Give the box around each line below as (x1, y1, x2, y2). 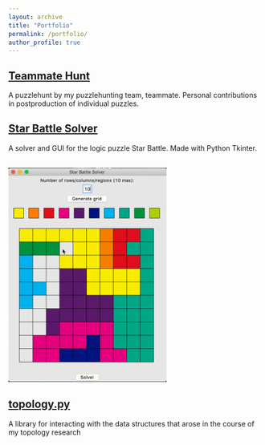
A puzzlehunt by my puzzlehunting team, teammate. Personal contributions (8, 91, 258, 100)
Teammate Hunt (8, 69, 91, 83)
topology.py (8, 398, 71, 411)
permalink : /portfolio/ (8, 30, 88, 38)
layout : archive (8, 13, 63, 21)
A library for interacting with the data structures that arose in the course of (8, 419, 255, 428)
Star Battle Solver (8, 122, 98, 136)
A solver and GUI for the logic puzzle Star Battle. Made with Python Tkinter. (8, 143, 257, 152)
